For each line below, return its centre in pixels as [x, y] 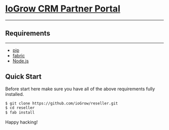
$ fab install [20, 113]
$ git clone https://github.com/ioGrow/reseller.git [62, 103]
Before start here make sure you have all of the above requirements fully [80, 89]
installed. [15, 94]
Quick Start [23, 77]
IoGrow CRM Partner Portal [63, 9]
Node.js [21, 61]
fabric [19, 55]
